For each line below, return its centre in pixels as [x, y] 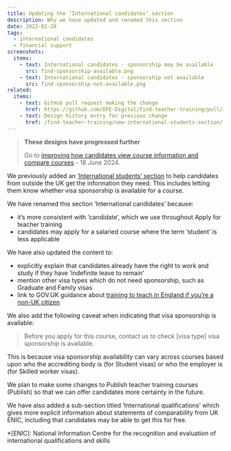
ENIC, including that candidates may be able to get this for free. [97, 419]
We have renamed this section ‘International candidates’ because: [100, 203]
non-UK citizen [38, 302]
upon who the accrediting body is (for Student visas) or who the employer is [115, 364]
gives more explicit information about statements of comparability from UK [113, 412]
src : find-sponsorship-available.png [79, 71]
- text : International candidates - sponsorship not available [112, 77]
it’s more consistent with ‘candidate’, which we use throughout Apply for [119, 217]
